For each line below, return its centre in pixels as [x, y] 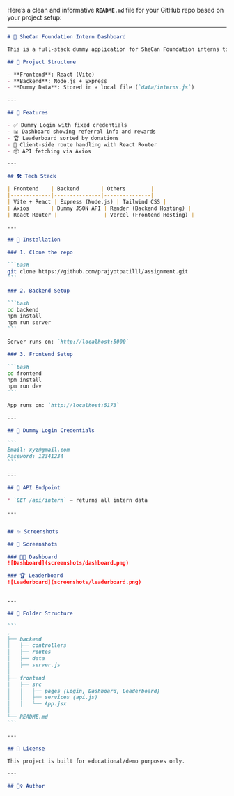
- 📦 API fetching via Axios [49, 151]
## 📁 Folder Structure [40, 613]
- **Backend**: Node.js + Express [57, 81]
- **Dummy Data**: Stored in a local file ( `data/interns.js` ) [101, 87]
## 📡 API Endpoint [34, 488]
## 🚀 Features [28, 113]
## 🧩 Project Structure [42, 62]
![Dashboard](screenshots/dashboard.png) [68, 563]
